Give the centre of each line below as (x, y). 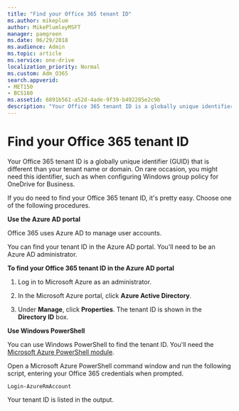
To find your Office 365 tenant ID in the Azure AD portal (91, 268)
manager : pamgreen (34, 34)
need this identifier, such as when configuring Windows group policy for (113, 176)
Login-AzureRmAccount (39, 386)
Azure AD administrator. (42, 254)
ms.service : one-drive (41, 60)
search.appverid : (33, 80)
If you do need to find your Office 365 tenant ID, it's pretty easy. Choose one (119, 198)
